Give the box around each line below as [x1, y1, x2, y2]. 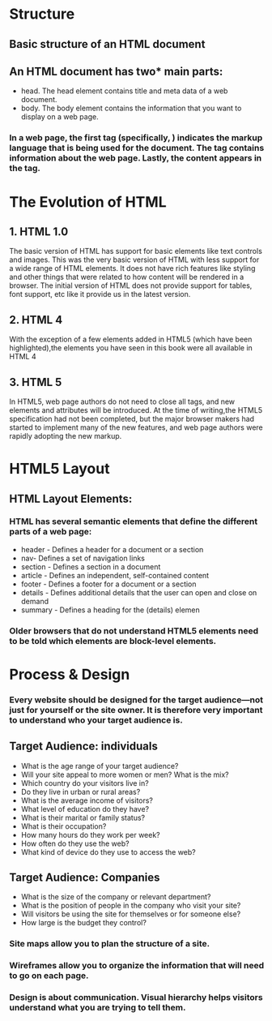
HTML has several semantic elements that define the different [9, 516, 258, 527]
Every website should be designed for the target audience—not [9, 694, 264, 706]
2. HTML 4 [9, 313, 63, 327]
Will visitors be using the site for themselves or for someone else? [20, 909, 241, 919]
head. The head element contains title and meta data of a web [20, 86, 228, 96]
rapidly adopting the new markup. [9, 431, 122, 440]
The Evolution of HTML [9, 192, 167, 211]
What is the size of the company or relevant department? [20, 892, 211, 902]
